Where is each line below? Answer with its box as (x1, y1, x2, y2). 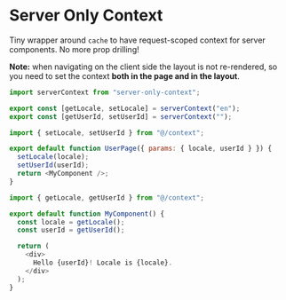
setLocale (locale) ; (17, 153, 90, 162)
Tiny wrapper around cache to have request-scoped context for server (9, 35, 266, 45)
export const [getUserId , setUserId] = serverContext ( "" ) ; (9, 112, 233, 121)
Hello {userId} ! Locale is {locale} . (32, 258, 173, 267)
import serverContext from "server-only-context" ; (9, 88, 201, 97)
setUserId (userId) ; (17, 161, 90, 170)
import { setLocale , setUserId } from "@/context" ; (9, 128, 204, 138)
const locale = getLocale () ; (17, 217, 125, 226)
